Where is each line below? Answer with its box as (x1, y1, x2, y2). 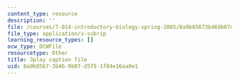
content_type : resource (7, 10, 78, 18)
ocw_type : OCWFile (7, 43, 62, 50)
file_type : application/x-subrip (7, 30, 107, 37)
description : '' (7, 17, 55, 24)
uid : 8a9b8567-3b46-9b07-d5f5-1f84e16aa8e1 (7, 63, 139, 70)
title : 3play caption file (7, 56, 87, 63)
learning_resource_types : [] (7, 37, 94, 44)
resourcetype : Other (7, 50, 69, 57)
